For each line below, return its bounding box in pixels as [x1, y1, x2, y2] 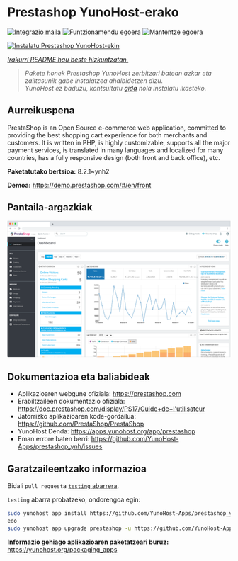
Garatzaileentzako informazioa [7, 463, 147, 475]
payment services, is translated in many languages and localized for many [7, 146, 224, 154]
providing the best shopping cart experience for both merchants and [7, 130, 208, 139]
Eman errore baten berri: [17, 435, 90, 443]
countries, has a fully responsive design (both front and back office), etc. [7, 153, 221, 161]
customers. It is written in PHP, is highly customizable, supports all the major [7, 138, 231, 147]
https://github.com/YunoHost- [91, 435, 179, 443]
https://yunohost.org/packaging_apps [7, 545, 118, 553]
